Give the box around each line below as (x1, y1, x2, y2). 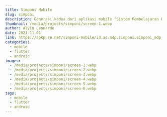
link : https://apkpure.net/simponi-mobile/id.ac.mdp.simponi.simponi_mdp (5, 35, 162, 40)
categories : (5, 40, 30, 45)
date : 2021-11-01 (5, 30, 41, 35)
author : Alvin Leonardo (5, 26, 55, 31)
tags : (5, 91, 16, 96)
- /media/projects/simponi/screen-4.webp (9, 77, 97, 82)
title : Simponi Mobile (5, 7, 52, 12)
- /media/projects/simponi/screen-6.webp (9, 86, 97, 91)
